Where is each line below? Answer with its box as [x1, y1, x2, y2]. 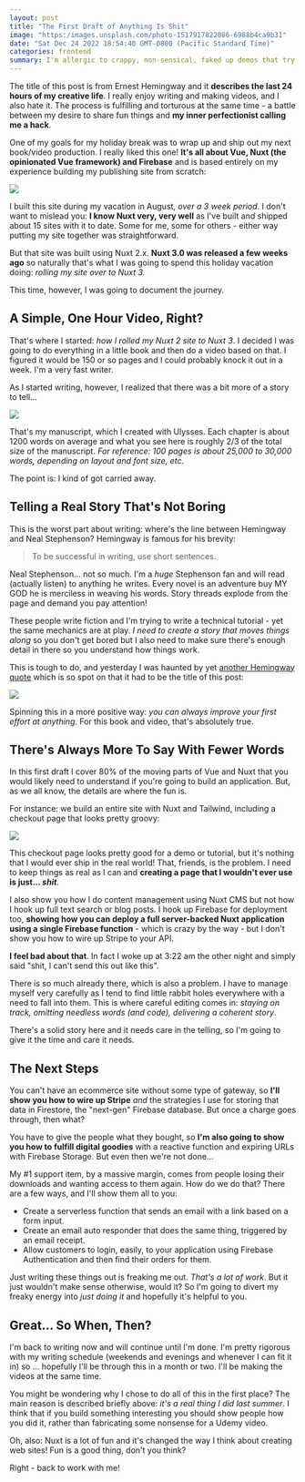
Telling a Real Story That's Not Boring [9, 499, 226, 515]
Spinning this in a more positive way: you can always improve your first [9, 706, 277, 717]
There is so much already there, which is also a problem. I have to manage [9, 978, 289, 989]
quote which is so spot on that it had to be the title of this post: [9, 671, 244, 682]
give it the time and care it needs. [9, 1035, 135, 1046]
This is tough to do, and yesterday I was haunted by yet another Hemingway [9, 661, 296, 672]
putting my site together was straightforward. [9, 230, 179, 240]
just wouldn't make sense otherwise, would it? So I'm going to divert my [9, 1282, 280, 1293]
